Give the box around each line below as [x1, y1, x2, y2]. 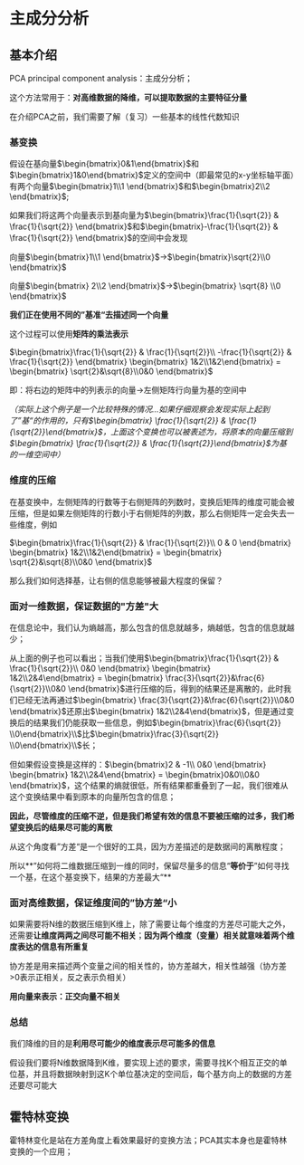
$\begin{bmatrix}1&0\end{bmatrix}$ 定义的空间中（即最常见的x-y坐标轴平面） [9, 169, 295, 181]
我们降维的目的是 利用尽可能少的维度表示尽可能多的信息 [9, 1038, 215, 1049]
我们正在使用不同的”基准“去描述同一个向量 [9, 310, 169, 320]
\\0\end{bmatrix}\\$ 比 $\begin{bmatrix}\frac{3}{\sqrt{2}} [9, 728, 220, 739]
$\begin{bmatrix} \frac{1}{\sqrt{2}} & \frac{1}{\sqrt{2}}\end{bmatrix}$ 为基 [9, 438, 288, 449]
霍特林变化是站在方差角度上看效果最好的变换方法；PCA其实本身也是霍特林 [9, 1135, 288, 1146]
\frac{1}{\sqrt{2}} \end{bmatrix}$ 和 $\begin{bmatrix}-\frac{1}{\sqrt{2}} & [9, 221, 279, 232]
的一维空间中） [9, 449, 65, 460]
